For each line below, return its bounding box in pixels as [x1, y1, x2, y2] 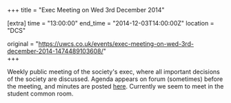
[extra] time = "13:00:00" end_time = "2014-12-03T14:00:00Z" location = [7, 19, 214, 27]
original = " [7, 40, 39, 47]
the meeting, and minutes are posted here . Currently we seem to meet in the [7, 82, 224, 90]
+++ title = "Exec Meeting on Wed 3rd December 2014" [7, 6, 165, 14]
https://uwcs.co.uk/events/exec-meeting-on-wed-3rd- [38, 40, 194, 47]
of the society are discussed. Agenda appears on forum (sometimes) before [7, 75, 223, 83]
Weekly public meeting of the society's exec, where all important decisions [7, 68, 221, 76]
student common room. [7, 89, 74, 98]
